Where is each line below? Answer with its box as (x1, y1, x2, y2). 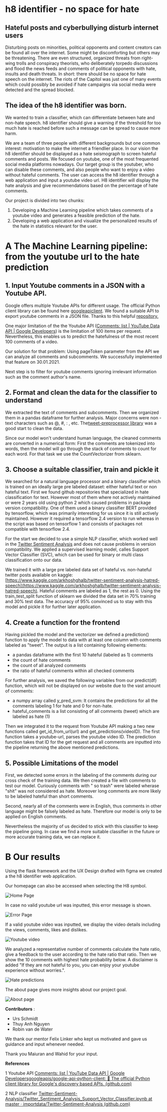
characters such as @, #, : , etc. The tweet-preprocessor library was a (14, 420, 157, 426)
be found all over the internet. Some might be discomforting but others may (5, 50, 161, 55)
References (5, 1061, 30, 1066)
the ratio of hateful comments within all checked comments (12, 667, 135, 674)
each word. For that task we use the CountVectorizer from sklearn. (5, 450, 142, 457)
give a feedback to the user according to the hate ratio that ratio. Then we (5, 951, 157, 957)
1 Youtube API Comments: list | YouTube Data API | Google (5, 1070, 125, 1076)
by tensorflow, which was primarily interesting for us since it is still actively (5, 510, 159, 516)
